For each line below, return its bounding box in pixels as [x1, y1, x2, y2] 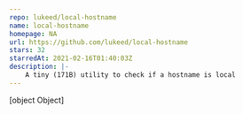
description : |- [9, 63, 69, 72]
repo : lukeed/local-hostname [9, 12, 117, 22]
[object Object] [9, 95, 65, 105]
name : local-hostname [9, 21, 90, 30]
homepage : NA [9, 29, 58, 38]
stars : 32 [9, 46, 46, 55]
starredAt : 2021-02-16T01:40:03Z [9, 54, 133, 63]
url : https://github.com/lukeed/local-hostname [9, 37, 189, 47]
